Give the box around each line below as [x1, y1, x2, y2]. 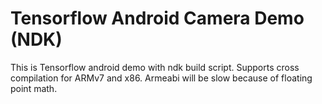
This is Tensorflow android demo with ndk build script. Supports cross [10, 61, 300, 73]
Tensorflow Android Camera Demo [10, 7, 305, 30]
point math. [10, 82, 58, 94]
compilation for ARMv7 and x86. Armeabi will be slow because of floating [10, 72, 313, 84]
